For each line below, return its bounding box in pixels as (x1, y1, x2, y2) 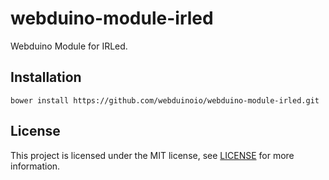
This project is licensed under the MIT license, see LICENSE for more (10, 149, 295, 161)
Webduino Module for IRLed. (10, 40, 128, 52)
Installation (10, 69, 82, 86)
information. (10, 160, 61, 172)
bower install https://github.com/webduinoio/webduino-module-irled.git (10, 95, 320, 106)
